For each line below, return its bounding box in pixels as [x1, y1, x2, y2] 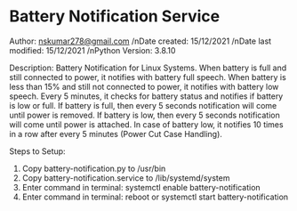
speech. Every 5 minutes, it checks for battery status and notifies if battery [9, 91, 284, 101]
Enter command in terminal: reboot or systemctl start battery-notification [21, 191, 289, 202]
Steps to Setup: [9, 145, 66, 157]
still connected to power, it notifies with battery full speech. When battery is [9, 71, 286, 82]
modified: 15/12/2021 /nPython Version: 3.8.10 [9, 45, 176, 55]
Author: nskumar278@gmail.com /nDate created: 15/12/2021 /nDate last [9, 36, 272, 46]
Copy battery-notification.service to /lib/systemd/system [21, 172, 230, 183]
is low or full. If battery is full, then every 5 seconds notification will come [9, 100, 277, 110]
